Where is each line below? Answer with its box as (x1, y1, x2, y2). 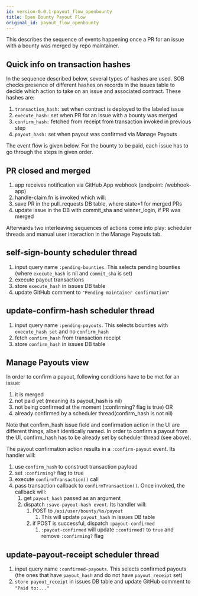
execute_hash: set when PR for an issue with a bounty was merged (14, 112, 177, 119)
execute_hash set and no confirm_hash (14, 328, 109, 335)
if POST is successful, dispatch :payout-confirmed (32, 520, 155, 527)
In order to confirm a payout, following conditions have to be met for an (6, 373, 180, 380)
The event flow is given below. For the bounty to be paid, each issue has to (6, 142, 189, 149)
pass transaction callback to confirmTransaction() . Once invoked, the (14, 482, 185, 489)
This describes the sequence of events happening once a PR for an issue (6, 36, 184, 43)
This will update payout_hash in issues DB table (41, 514, 155, 521)
